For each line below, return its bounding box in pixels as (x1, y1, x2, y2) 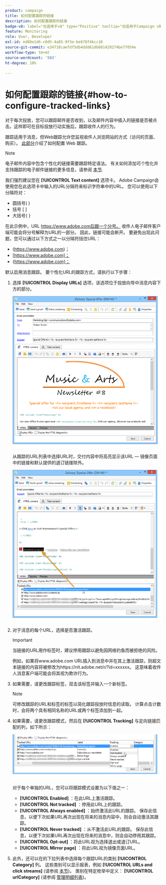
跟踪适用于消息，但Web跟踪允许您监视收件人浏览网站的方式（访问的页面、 (5, 134, 158, 140)
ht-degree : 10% (5, 60, 37, 66)
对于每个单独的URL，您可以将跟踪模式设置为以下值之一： (12, 785, 130, 791)
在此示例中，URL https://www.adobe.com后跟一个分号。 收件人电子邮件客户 (5, 223, 161, 229)
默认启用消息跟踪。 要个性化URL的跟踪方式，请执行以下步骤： (5, 269, 132, 275)
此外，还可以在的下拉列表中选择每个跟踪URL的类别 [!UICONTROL (12, 856, 147, 862)
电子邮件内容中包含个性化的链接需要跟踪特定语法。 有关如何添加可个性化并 (5, 161, 159, 167)
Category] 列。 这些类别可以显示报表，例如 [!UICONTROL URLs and (12, 862, 153, 868)
